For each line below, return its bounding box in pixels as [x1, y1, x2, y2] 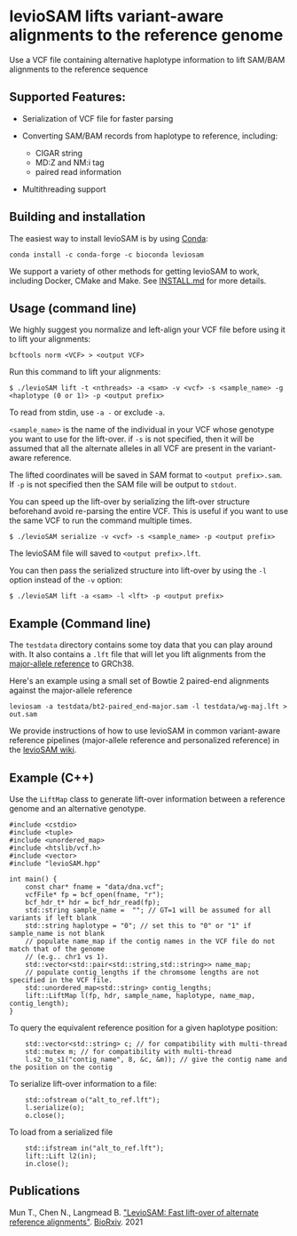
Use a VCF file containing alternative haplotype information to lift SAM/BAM [9, 54, 285, 65]
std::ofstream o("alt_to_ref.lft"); [25, 1096, 161, 1105]
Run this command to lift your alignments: [9, 367, 161, 377]
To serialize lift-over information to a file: [9, 1079, 157, 1089]
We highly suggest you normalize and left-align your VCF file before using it [9, 324, 285, 335]
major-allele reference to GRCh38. [9, 659, 135, 669]
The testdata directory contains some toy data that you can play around [9, 639, 273, 650]
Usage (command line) [9, 300, 137, 316]
